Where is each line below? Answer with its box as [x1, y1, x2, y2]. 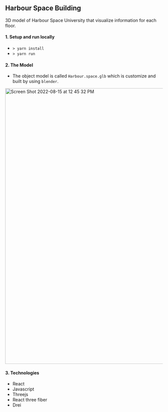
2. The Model [5, 62, 33, 68]
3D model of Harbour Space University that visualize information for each [5, 17, 156, 23]
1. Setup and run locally [5, 34, 55, 40]
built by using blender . [12, 78, 59, 84]
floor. [5, 22, 16, 28]
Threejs [12, 391, 28, 397]
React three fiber [12, 397, 47, 403]
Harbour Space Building [5, 4, 81, 12]
